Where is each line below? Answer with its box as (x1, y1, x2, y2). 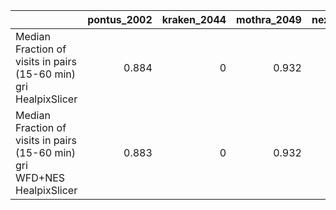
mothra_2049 (236, 13, 302, 26)
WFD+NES (15, 171, 66, 184)
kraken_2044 (161, 13, 227, 26)
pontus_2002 (87, 13, 153, 26)
